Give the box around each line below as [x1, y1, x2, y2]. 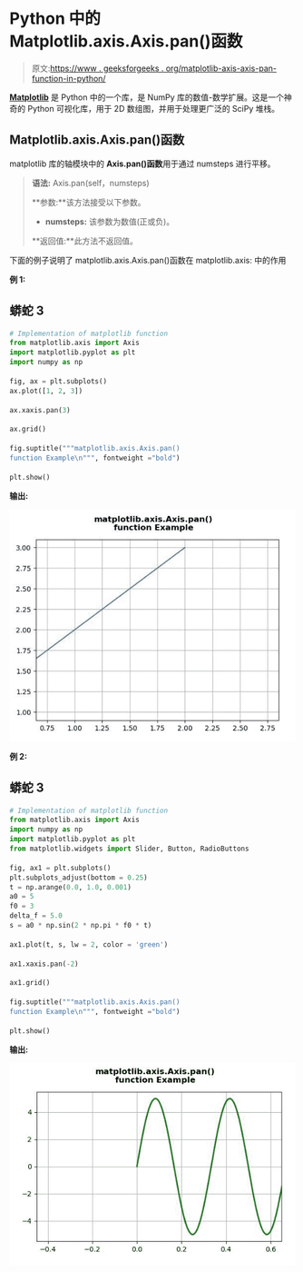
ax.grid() [9, 424, 47, 434]
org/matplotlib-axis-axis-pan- [165, 63, 277, 74]
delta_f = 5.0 [9, 911, 64, 920]
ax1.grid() [9, 979, 51, 988]
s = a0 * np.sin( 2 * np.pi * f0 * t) [9, 921, 152, 930]
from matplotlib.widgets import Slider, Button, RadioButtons [9, 844, 249, 854]
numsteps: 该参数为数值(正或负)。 [44, 215, 175, 227]
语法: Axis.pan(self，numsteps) [31, 177, 150, 188]
